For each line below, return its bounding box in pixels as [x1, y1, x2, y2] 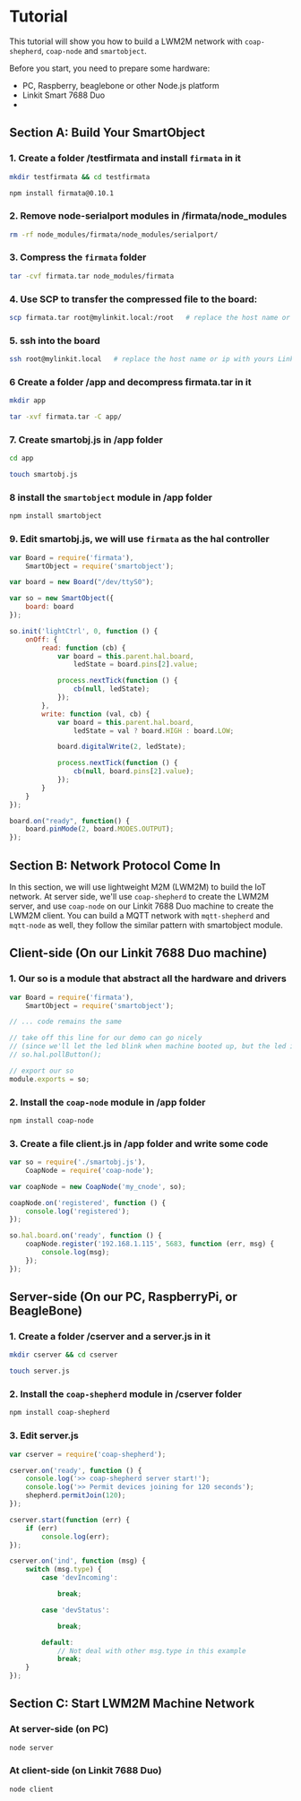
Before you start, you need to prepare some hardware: [9, 63, 211, 73]
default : [41, 1638, 74, 1647]
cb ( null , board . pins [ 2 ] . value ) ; [73, 767, 194, 776]
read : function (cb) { [41, 643, 126, 652]
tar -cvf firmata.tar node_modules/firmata [9, 271, 175, 280]
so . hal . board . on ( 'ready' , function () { [9, 1231, 163, 1240]
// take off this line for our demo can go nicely [9, 1033, 202, 1043]
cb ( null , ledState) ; [73, 685, 150, 694]
